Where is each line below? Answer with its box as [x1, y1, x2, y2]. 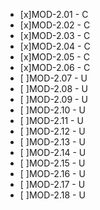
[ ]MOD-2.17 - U [19, 179, 86, 190]
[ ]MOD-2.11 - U [19, 115, 84, 126]
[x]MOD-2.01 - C [19, 9, 89, 20]
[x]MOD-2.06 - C [19, 62, 91, 73]
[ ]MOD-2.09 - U [19, 94, 88, 105]
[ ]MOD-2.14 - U [19, 147, 87, 158]
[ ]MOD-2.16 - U [19, 168, 86, 179]
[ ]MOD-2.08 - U [19, 83, 88, 94]
